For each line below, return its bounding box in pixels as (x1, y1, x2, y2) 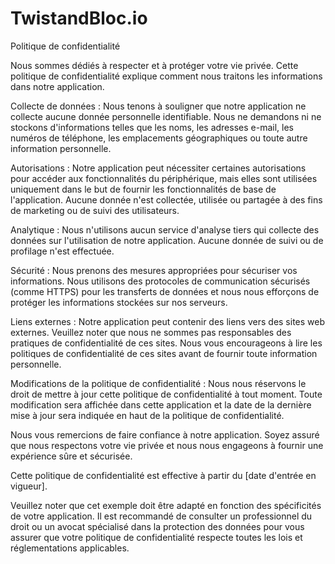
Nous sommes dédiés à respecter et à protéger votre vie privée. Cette (10, 59, 299, 71)
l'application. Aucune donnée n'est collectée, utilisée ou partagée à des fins (10, 193, 323, 206)
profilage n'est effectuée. (10, 245, 115, 257)
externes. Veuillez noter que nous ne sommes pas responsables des (10, 326, 292, 338)
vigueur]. (10, 480, 48, 492)
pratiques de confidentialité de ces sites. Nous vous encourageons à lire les (10, 337, 323, 349)
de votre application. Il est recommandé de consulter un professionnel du (10, 510, 313, 522)
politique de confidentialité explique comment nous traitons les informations (10, 70, 323, 82)
